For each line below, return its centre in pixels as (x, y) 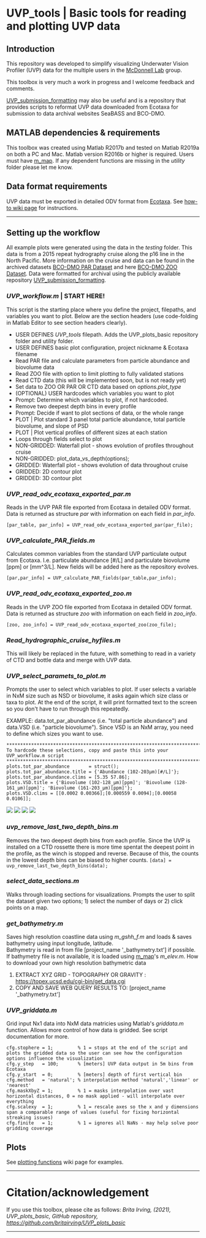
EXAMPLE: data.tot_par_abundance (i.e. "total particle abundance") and (97, 721)
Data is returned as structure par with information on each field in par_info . (101, 514)
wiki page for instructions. (45, 208)
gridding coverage (30, 1129)
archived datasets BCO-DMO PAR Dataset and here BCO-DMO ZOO (92, 267)
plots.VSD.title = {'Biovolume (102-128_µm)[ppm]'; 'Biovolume (89, 783)
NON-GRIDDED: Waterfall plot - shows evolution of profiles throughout (105, 445)
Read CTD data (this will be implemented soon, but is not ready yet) (101, 380)
